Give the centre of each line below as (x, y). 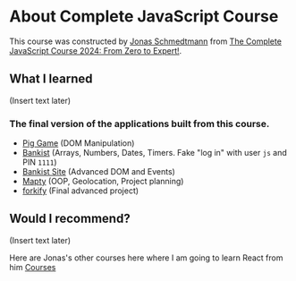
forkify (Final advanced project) (80, 191)
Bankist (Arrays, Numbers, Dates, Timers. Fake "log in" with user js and (155, 153)
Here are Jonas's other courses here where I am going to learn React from (146, 258)
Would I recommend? (70, 219)
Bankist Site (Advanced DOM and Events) (99, 172)
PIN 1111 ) (39, 162)
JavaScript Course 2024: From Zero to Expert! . (96, 50)
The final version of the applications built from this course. (140, 123)
